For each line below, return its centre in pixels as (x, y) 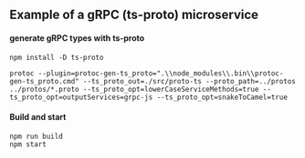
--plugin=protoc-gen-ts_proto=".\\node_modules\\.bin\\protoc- (161, 73)
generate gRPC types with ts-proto (77, 38)
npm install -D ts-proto (57, 57)
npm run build (37, 136)
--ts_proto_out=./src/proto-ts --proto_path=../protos (189, 81)
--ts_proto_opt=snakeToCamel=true (222, 97)
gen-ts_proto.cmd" (44, 81)
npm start (28, 144)
